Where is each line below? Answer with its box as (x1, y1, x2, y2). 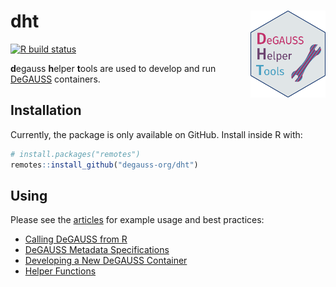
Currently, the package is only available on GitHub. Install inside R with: (10, 128, 303, 140)
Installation (10, 102, 82, 119)
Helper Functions (24, 265, 97, 277)
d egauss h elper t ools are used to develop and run (10, 62, 217, 74)
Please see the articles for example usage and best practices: (10, 214, 265, 226)
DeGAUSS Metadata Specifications (24, 244, 170, 256)
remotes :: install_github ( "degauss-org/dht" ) (10, 160, 199, 170)
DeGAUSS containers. (10, 73, 101, 85)
